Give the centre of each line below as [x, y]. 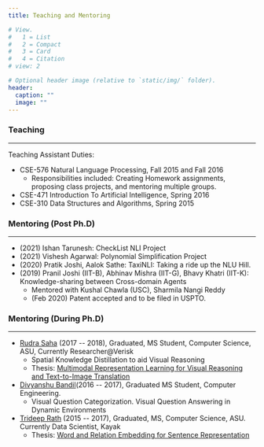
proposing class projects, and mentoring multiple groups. [124, 187]
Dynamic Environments [69, 410]
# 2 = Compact [35, 44]
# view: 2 [24, 66]
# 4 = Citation [37, 59]
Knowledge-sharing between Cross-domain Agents [103, 281]
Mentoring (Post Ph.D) [52, 223]
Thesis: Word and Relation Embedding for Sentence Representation [140, 435]
